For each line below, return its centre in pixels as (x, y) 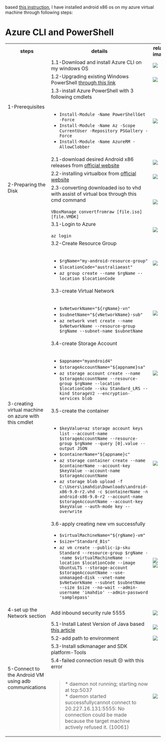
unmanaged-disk (77, 577)
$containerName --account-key (95, 466)
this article (63, 630)
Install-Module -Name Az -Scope (97, 125)
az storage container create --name (102, 460)
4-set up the (22, 610)
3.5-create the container (80, 411)
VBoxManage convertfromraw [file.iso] (97, 212)
